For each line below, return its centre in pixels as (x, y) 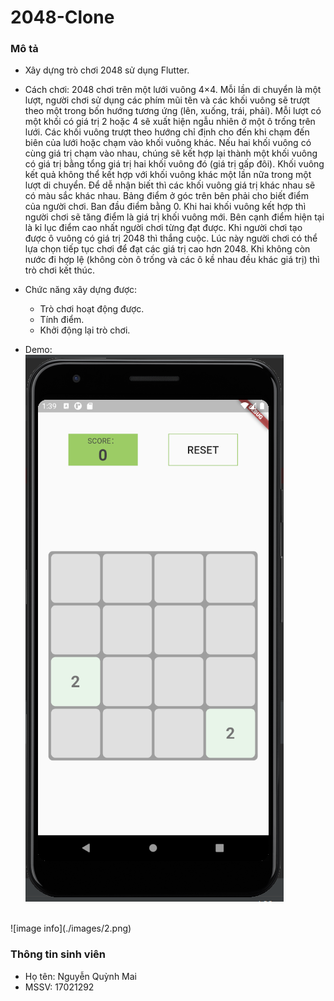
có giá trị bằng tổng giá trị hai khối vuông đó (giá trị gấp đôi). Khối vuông (174, 164)
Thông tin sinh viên (58, 954)
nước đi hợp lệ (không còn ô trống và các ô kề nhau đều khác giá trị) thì (172, 260)
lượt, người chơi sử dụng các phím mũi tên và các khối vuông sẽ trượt (167, 100)
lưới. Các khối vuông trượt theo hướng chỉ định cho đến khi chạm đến (167, 132)
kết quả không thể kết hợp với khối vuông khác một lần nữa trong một (168, 175)
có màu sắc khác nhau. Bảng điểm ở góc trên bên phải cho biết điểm (166, 196)
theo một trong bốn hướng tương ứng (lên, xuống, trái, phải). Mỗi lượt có (173, 111)
